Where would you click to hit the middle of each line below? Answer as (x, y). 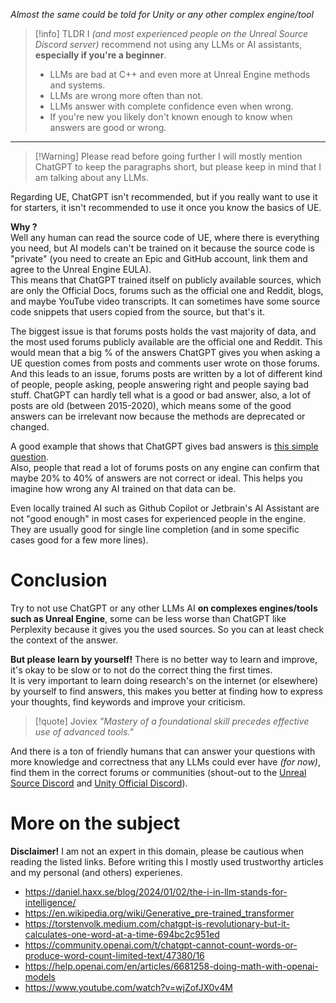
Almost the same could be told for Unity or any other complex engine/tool (162, 14)
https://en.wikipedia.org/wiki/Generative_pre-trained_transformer (159, 913)
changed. (30, 427)
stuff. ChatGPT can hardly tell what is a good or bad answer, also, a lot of (161, 395)
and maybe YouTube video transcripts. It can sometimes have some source (165, 301)
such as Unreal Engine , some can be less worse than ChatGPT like (148, 618)
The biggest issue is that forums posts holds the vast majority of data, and (163, 331)
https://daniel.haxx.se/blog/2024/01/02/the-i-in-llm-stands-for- (156, 891)
